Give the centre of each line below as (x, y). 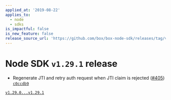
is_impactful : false (27, 29)
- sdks (17, 24)
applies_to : (18, 15)
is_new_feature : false (29, 34)
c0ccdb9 (21, 84)
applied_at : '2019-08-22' (33, 10)
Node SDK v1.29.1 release (62, 64)
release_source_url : (27, 39)
